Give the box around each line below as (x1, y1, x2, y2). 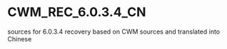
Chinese (7, 34, 32, 43)
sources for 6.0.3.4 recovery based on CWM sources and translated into (7, 27, 221, 36)
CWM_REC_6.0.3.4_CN (7, 4, 146, 20)
